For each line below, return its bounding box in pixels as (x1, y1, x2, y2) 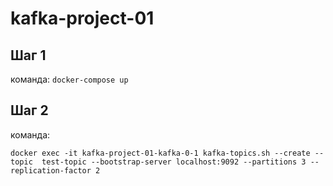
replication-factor (10, 165, 92, 176)
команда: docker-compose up (10, 73, 129, 85)
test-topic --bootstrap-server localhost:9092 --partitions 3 (41, 157, 307, 167)
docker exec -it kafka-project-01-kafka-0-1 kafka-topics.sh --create (10, 148, 311, 158)
